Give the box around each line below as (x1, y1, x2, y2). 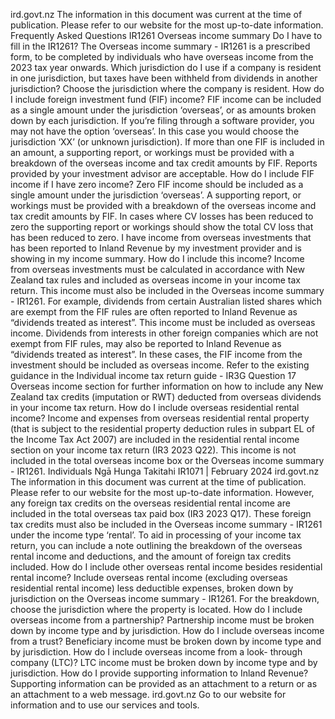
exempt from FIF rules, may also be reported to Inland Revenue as (10, 338, 282, 349)
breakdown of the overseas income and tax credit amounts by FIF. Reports (10, 157, 318, 169)
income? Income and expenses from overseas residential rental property (10, 412, 310, 424)
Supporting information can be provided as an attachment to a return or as (10, 678, 318, 689)
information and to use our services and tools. (10, 699, 200, 711)
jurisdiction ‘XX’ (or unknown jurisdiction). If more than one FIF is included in (10, 136, 325, 148)
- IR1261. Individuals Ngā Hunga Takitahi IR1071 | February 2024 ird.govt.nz (10, 465, 320, 477)
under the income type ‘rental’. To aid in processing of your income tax (10, 529, 302, 541)
